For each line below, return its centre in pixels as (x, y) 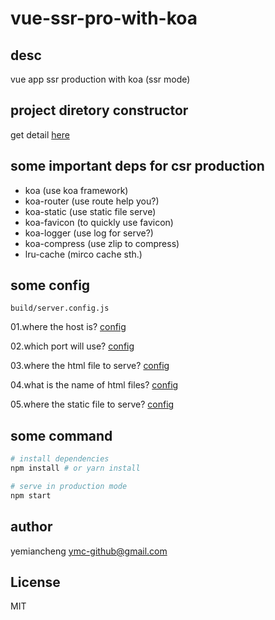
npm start (31, 495)
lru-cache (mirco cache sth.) (83, 254)
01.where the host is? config (68, 327)
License (35, 582)
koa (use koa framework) (76, 190)
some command (61, 435)
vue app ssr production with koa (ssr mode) (100, 79)
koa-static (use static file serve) (90, 211)
